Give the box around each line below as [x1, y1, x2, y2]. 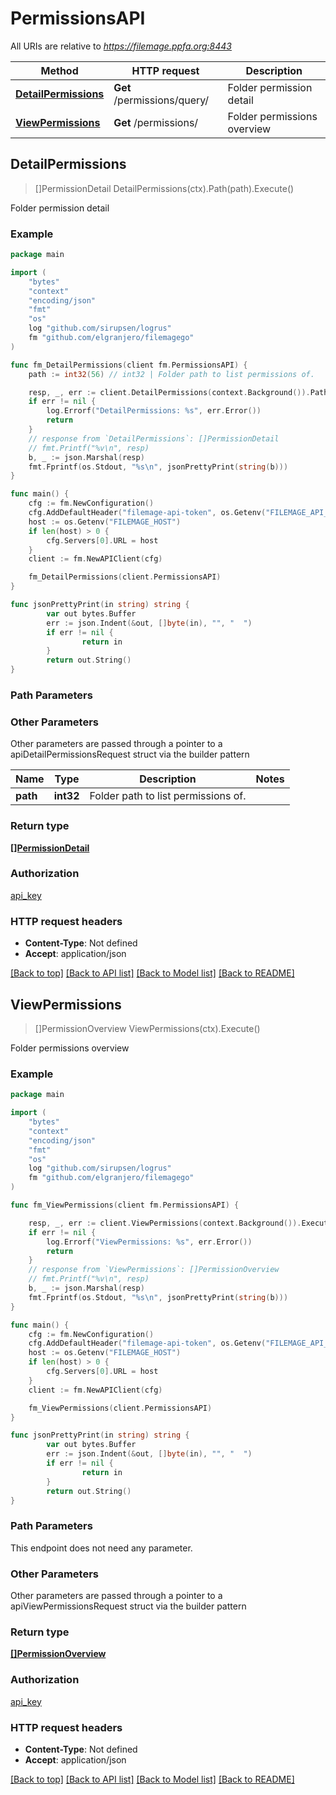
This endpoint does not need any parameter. [10, 1542, 193, 1554]
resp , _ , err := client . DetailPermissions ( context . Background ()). [28, 387, 311, 397]
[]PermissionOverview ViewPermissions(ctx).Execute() [34, 1022, 261, 1034]
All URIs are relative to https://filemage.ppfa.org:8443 [10, 40, 232, 52]
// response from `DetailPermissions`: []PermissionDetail [28, 433, 280, 444]
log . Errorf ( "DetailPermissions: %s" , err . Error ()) [46, 406, 262, 416]
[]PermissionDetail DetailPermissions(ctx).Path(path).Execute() [34, 182, 295, 194]
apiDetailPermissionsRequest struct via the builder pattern [10, 748, 250, 761]
